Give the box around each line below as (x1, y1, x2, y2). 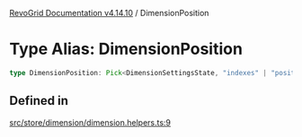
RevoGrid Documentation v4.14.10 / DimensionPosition (9, 8, 209, 18)
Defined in (9, 93, 69, 108)
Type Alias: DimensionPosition (9, 39, 243, 59)
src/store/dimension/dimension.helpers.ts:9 (9, 116, 172, 128)
